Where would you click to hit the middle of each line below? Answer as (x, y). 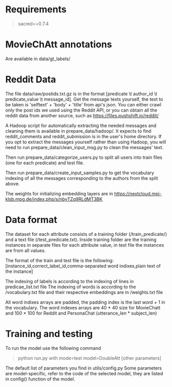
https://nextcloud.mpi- (138, 193)
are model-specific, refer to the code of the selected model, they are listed (84, 373)
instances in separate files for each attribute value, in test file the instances (85, 245)
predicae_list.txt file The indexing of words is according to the (71, 287)
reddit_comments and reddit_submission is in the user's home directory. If (83, 136)
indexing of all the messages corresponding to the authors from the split (82, 178)
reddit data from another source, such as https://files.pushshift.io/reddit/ (82, 115)
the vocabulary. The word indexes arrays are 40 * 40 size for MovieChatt (83, 307)
